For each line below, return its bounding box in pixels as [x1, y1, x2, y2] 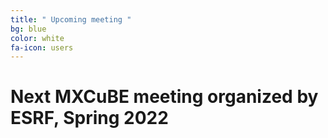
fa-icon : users [10, 42, 74, 53]
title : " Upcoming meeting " [10, 14, 132, 25]
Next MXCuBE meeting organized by [10, 86, 319, 108]
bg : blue [10, 24, 47, 34]
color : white [10, 33, 65, 43]
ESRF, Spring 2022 [10, 107, 169, 130]
